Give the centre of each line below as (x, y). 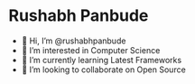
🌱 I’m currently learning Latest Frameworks (102, 60)
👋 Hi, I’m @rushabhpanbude (74, 41)
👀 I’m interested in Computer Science (91, 50)
